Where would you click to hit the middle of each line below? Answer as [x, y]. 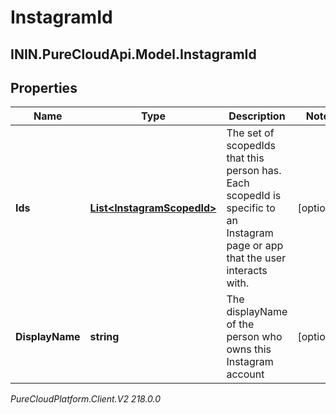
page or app [255, 246]
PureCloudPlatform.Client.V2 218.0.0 [86, 399]
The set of [250, 133]
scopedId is [254, 196]
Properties [44, 87]
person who [254, 337]
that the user [256, 258]
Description [257, 116]
